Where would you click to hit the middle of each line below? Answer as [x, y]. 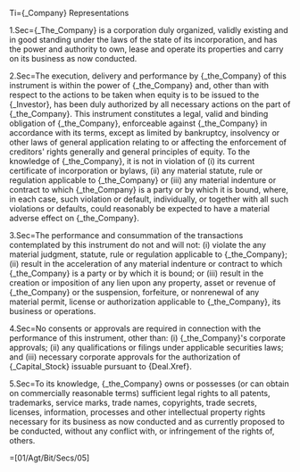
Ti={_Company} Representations [69, 13]
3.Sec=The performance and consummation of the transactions [126, 235]
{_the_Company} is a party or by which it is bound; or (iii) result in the [137, 273]
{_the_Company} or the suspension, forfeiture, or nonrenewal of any [134, 292]
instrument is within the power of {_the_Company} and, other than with [139, 85]
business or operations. [53, 311]
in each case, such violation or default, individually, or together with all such [149, 199]
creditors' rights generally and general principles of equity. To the [130, 152]
